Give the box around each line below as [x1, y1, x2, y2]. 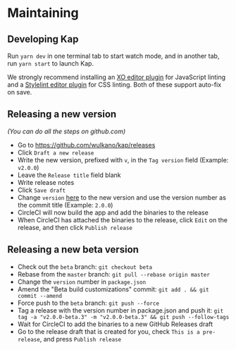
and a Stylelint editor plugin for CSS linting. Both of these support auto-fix [7, 80, 222, 89]
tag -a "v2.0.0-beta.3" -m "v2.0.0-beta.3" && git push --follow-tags [17, 313, 230, 320]
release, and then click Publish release [17, 223, 132, 231]
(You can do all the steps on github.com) [7, 127, 126, 135]
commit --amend [17, 292, 63, 299]
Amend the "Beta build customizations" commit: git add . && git [17, 284, 209, 294]
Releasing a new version [7, 108, 117, 121]
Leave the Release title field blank [17, 171, 121, 179]
